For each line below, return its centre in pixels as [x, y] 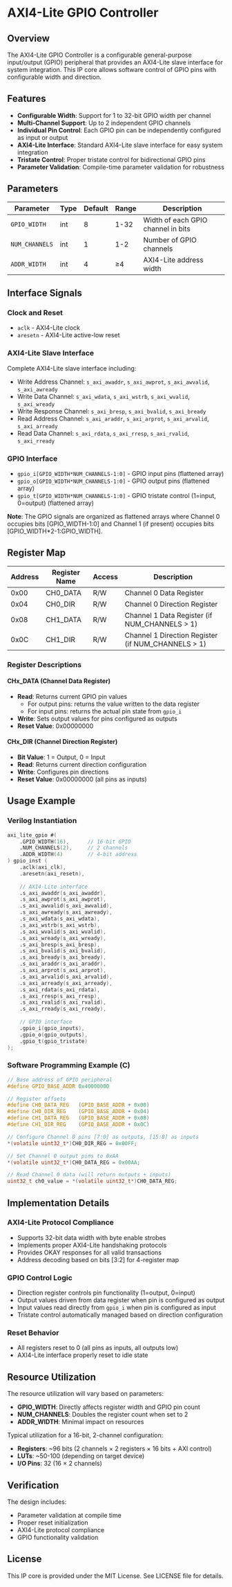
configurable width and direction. [55, 77]
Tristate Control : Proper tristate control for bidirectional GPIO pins [111, 159]
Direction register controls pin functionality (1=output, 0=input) [106, 1293]
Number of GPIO [170, 240]
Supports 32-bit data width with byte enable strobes [91, 1237]
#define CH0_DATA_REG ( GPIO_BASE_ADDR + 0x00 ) [78, 1105]
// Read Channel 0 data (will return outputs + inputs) [89, 1175]
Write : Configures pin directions [63, 772]
